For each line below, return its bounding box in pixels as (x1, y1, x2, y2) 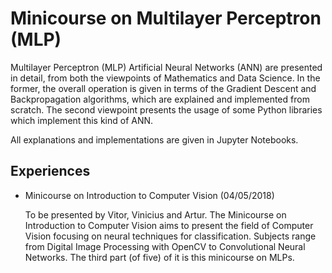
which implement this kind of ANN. (10, 114, 154, 126)
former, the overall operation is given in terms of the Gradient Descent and (10, 82, 317, 94)
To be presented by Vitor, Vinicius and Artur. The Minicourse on (24, 208, 287, 221)
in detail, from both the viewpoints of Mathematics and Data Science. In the (10, 72, 321, 84)
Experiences (10, 163, 91, 180)
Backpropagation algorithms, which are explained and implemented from (10, 93, 310, 105)
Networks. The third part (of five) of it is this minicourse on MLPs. (24, 251, 295, 263)
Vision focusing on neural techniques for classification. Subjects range (24, 230, 317, 242)
